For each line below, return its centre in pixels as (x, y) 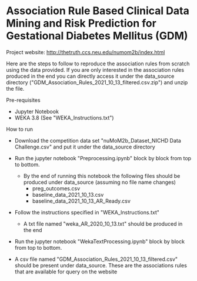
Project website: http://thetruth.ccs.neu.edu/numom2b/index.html (86, 52)
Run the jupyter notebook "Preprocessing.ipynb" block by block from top (103, 158)
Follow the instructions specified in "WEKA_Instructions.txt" (87, 212)
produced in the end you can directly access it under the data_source (90, 76)
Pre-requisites (23, 100)
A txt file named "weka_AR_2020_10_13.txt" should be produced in (103, 224)
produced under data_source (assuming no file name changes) (100, 182)
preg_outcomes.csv (56, 188)
